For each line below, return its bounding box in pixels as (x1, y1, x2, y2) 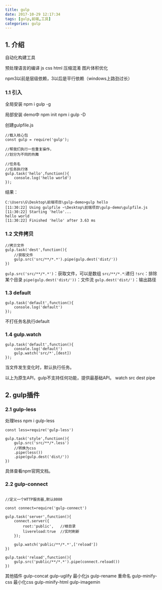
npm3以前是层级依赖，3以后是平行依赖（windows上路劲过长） (5, 76, 133, 81)
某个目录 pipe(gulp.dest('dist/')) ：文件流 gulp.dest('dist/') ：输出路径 (5, 276, 157, 282)
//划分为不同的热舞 (5, 152, 39, 157)
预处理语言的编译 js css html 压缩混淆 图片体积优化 (5, 65, 108, 71)
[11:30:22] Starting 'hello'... (5, 209, 71, 215)
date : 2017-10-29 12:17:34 (5, 12, 61, 17)
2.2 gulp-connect (5, 480, 48, 487)
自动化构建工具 (5, 55, 35, 61)
